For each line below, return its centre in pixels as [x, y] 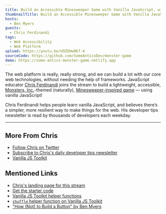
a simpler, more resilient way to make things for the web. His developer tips [82, 110]
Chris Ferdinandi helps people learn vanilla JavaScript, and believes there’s [82, 105]
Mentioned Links [31, 173]
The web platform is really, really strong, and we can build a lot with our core [83, 74]
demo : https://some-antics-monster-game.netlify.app [61, 60]
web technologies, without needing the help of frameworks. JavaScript [77, 80]
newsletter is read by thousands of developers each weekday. [68, 115]
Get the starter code [33, 190]
